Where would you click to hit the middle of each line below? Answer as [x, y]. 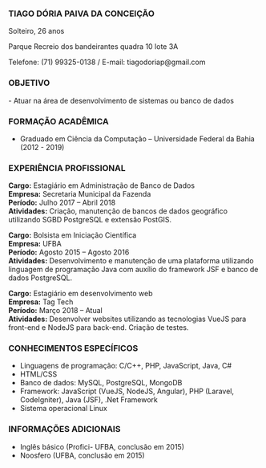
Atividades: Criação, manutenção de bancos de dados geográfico [118, 211]
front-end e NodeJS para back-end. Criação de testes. [99, 328]
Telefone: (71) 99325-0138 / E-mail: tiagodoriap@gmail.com [107, 62]
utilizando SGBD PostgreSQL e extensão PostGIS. [90, 220]
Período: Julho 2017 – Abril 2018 [62, 203]
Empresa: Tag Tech [41, 302]
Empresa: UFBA [35, 244]
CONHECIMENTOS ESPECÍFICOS [73, 348]
